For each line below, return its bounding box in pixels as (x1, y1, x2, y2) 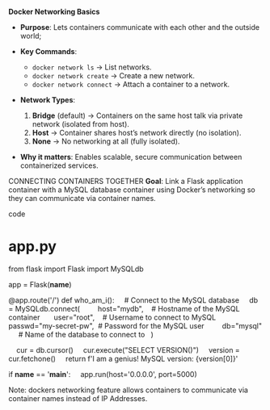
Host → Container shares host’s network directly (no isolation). (32, 128, 242, 137)
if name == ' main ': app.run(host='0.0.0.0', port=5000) (8, 369, 198, 379)
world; (19, 31, 42, 40)
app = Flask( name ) (8, 279, 72, 289)
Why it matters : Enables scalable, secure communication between (19, 153, 243, 161)
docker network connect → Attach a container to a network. (32, 80, 230, 89)
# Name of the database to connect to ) (18, 329, 154, 339)
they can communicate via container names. (8, 194, 156, 203)
